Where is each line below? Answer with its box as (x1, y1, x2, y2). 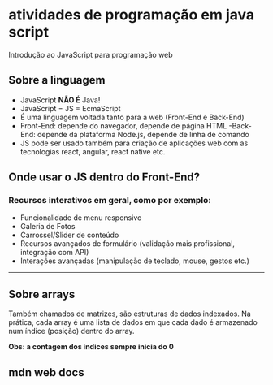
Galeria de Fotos (19, 222, 76, 231)
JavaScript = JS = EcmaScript (19, 103, 121, 113)
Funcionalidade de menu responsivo (19, 213, 142, 223)
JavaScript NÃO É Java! (19, 95, 101, 105)
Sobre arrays (8, 287, 76, 301)
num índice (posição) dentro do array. (8, 327, 136, 336)
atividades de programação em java (8, 6, 255, 24)
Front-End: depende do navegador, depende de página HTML (19, 120, 227, 131)
